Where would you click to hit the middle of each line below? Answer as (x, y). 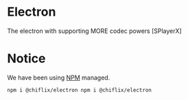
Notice (26, 59)
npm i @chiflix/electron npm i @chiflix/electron (80, 90)
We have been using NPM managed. (59, 77)
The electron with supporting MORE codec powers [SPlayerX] (94, 31)
